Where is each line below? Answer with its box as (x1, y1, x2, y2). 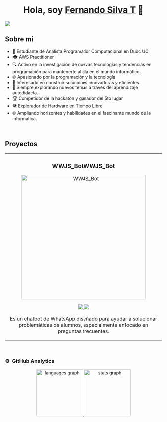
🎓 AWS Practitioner (12, 54, 54, 60)
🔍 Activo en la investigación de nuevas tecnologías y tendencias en (12, 61, 152, 67)
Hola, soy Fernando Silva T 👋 (23, 4, 144, 16)
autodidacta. (12, 89, 38, 96)
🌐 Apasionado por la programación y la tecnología (12, 74, 116, 80)
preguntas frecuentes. (57, 328, 110, 335)
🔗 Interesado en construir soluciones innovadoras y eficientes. (12, 79, 141, 85)
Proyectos (5, 140, 38, 148)
